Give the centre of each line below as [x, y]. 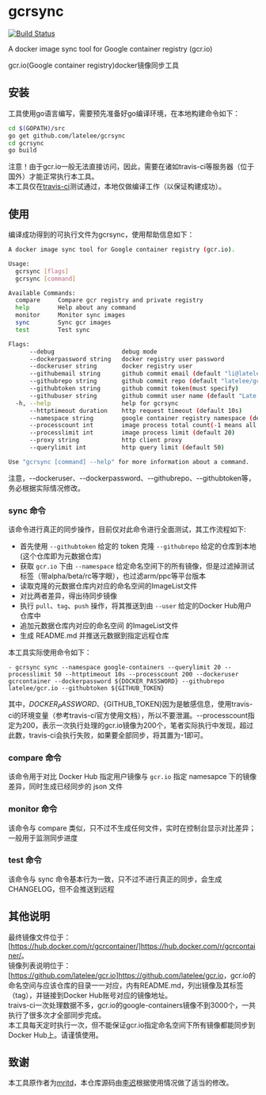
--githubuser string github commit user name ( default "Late [143, 395]
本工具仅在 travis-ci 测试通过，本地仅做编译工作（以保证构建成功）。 [117, 187]
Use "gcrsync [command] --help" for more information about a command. [129, 462]
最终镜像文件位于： [40, 937]
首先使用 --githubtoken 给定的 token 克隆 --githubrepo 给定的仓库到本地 [138, 546]
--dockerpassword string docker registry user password [127, 359]
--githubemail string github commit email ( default [125, 374]
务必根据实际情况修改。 [46, 488]
